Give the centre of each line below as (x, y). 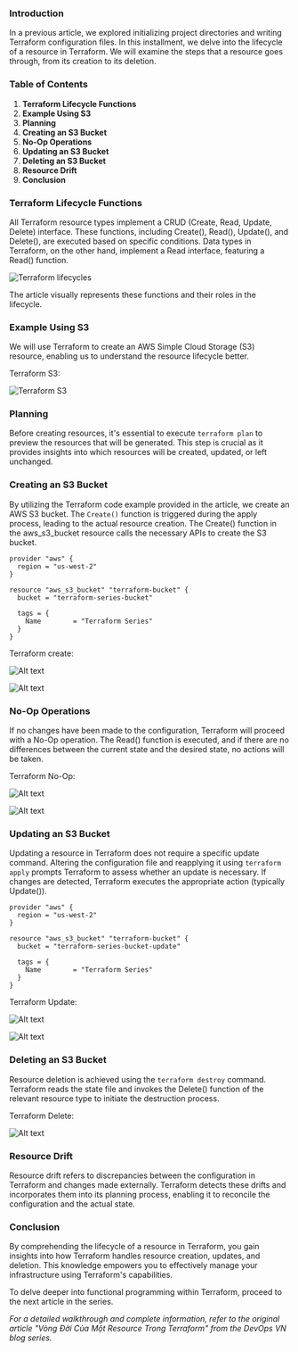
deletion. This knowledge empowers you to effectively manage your (133, 1265)
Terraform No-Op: (42, 776)
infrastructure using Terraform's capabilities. (91, 1275)
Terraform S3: (35, 374)
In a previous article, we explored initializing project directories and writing (145, 33)
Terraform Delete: (42, 1116)
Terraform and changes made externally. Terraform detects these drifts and (148, 1184)
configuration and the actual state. (72, 1204)
